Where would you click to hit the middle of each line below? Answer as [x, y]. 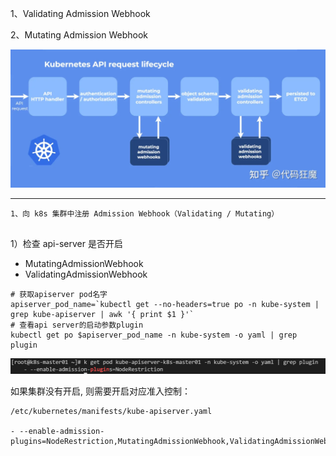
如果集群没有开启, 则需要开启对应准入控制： [100, 391]
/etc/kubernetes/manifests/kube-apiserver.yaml [111, 411]
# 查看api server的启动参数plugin [77, 325]
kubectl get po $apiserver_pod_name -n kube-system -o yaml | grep [154, 335]
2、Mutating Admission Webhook [79, 35]
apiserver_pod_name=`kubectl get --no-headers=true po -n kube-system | [165, 304]
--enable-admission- [62, 431]
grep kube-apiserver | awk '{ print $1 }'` [102, 314]
